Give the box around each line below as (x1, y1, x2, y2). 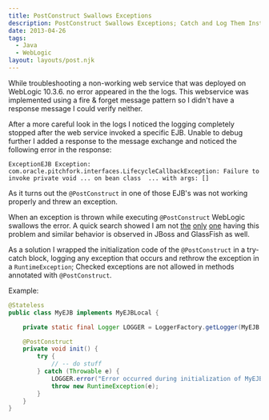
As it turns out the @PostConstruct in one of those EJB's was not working (8, 188, 248, 198)
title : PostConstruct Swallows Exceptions (8, 11, 152, 20)
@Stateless (8, 301, 45, 309)
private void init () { (22, 345, 98, 353)
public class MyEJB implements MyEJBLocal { (8, 309, 159, 317)
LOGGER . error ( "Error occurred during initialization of (50, 374, 242, 382)
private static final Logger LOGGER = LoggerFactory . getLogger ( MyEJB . (22, 323, 263, 331)
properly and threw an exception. (8, 197, 118, 206)
